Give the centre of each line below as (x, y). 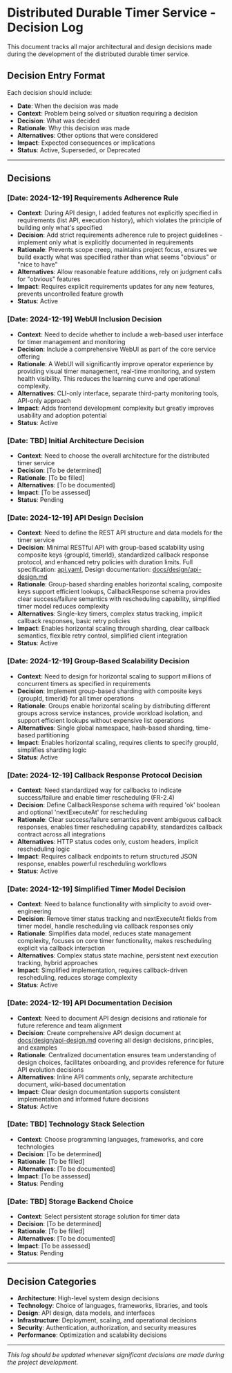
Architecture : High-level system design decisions (88, 1298)
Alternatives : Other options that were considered (87, 135)
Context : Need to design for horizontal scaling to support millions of (114, 676)
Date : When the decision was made (68, 106)
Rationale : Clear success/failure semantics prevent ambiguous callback (119, 819)
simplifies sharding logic (52, 750)
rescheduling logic (43, 849)
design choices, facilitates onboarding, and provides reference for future (120, 1062)
